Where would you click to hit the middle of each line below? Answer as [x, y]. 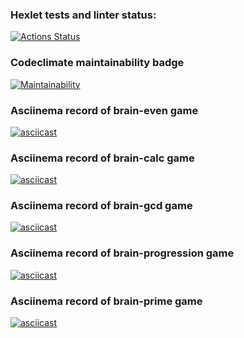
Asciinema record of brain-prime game [106, 301]
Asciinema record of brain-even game [104, 110]
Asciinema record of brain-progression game [122, 253]
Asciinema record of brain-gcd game [101, 206]
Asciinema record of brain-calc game [102, 158]
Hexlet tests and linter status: [83, 15]
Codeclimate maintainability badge [97, 63]
